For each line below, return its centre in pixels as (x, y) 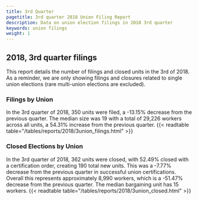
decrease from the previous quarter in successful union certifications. (91, 172)
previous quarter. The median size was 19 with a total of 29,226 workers (94, 119)
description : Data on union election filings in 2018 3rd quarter (90, 22)
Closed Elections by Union (45, 146)
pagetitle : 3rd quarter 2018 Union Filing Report (69, 17)
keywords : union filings (37, 28)
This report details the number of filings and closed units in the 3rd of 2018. (98, 71)
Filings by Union (30, 99)
